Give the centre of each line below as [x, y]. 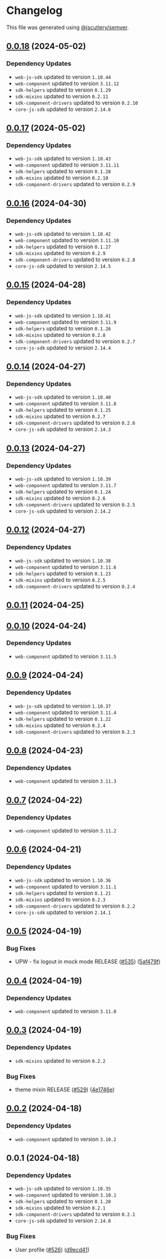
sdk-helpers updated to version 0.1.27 [63, 247]
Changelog [34, 11]
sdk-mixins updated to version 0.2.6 [60, 498]
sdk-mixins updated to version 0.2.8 [60, 334]
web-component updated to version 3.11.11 [67, 165]
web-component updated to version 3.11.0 [65, 1011]
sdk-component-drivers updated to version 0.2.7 [75, 341]
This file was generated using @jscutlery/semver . [68, 27]
